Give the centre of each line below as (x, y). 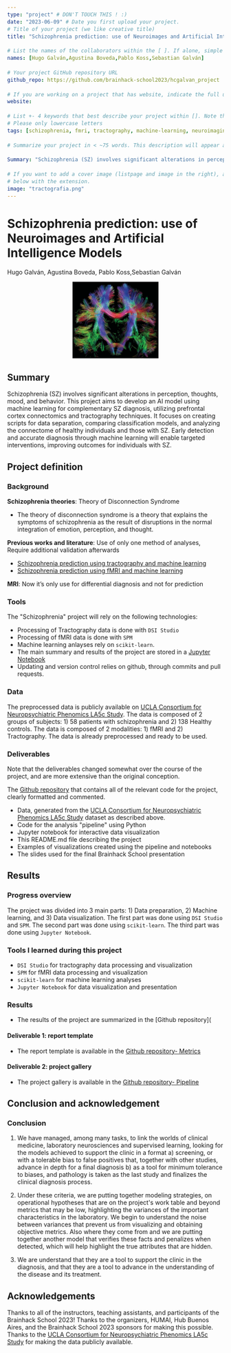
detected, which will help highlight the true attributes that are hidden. (115, 1246)
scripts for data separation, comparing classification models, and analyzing (114, 423)
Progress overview (40, 895)
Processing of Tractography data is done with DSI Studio (98, 630)
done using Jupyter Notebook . (49, 932)
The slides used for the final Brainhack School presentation (101, 854)
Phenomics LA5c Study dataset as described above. (91, 818)
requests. (31, 674)
